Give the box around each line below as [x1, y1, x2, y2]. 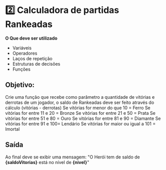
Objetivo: [5, 81, 35, 89]
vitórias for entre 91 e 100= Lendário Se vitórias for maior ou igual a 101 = [5, 120, 156, 126]
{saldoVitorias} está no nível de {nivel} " [5, 159, 89, 165]
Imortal [5, 126, 20, 132]
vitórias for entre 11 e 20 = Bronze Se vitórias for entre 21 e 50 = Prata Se [5, 110, 155, 116]
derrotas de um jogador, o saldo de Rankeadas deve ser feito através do [5, 99, 154, 105]
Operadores [12, 50, 38, 56]
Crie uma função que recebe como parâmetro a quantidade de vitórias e [5, 94, 155, 100]
